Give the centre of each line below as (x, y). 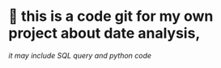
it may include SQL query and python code (80, 55)
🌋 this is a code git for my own (111, 16)
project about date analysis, (104, 33)
